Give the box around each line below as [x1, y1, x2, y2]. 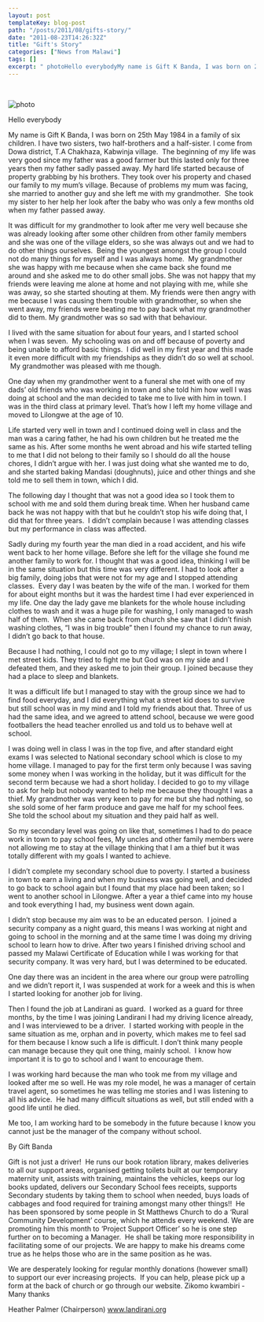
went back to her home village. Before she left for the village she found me [8, 548, 250, 557]
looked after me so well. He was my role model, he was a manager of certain [8, 1077, 256, 1087]
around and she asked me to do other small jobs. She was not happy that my [8, 271, 256, 280]
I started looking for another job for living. [8, 988, 143, 998]
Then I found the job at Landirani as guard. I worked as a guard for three [8, 1004, 244, 1014]
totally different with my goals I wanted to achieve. [8, 851, 171, 860]
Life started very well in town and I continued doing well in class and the [8, 425, 242, 434]
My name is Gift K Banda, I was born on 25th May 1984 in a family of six [8, 130, 241, 139]
